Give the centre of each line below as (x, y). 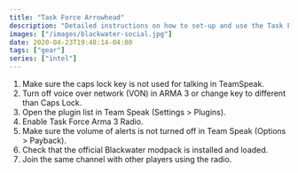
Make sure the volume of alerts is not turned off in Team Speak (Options (154, 131)
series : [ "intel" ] (43, 59)
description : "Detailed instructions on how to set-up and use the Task (146, 26)
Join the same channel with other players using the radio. (127, 159)
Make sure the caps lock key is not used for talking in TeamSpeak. (143, 84)
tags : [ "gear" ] (37, 51)
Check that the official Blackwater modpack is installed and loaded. (145, 150)
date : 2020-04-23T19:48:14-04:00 (71, 42)
